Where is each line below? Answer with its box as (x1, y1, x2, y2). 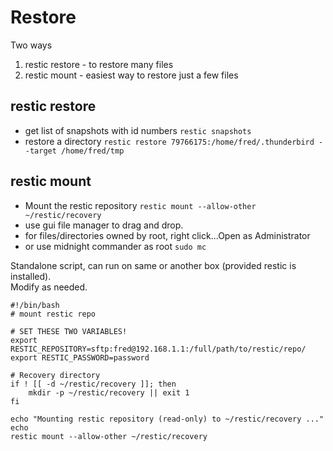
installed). (10, 270, 52, 282)
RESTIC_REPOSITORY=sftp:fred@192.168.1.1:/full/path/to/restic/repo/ (10, 344, 307, 354)
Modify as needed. (10, 281, 88, 293)
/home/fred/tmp (61, 146, 125, 156)
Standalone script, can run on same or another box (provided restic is (10, 259, 297, 271)
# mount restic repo (10, 309, 97, 319)
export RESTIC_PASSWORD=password (10, 352, 150, 363)
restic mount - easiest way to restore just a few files (24, 69, 239, 81)
